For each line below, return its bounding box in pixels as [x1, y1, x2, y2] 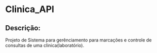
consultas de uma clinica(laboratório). [5, 42, 85, 48]
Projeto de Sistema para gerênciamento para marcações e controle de [5, 37, 152, 43]
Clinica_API [5, 4, 55, 15]
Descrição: [5, 24, 41, 32]
